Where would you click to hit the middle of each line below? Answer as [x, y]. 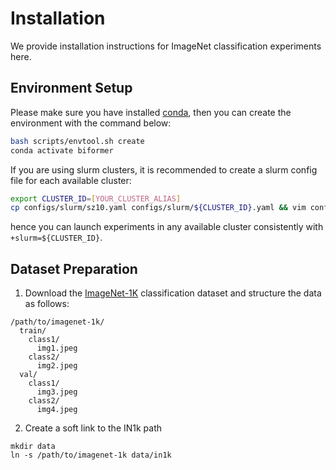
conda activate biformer [62, 150]
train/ [33, 331]
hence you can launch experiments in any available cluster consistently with [167, 227]
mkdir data [33, 447]
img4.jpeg [57, 410]
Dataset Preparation [74, 268]
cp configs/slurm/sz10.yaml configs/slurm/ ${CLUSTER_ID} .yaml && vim [158, 208]
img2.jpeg [57, 366]
